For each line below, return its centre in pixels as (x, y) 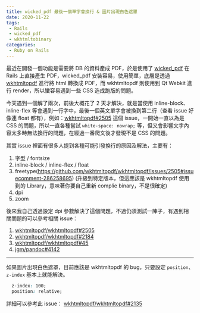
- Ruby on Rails (29, 51)
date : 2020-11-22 (28, 17)
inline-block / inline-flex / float (52, 165)
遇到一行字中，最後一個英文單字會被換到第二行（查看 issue (115, 110)
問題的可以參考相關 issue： (45, 218)
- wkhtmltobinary (30, 39)
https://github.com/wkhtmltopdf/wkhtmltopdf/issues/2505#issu (116, 171)
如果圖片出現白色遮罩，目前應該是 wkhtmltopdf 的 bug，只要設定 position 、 (100, 267)
